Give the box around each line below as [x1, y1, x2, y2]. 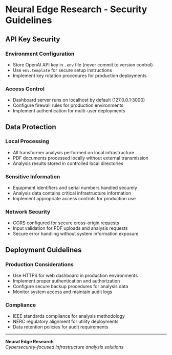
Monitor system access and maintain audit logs [12, 289, 113, 295]
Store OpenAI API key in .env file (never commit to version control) [12, 61, 153, 67]
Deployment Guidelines [5, 245, 82, 254]
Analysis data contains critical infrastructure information [12, 190, 132, 196]
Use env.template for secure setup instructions [12, 67, 113, 73]
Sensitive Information [5, 173, 60, 180]
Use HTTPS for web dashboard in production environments [12, 272, 138, 279]
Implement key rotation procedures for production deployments [12, 73, 147, 79]
